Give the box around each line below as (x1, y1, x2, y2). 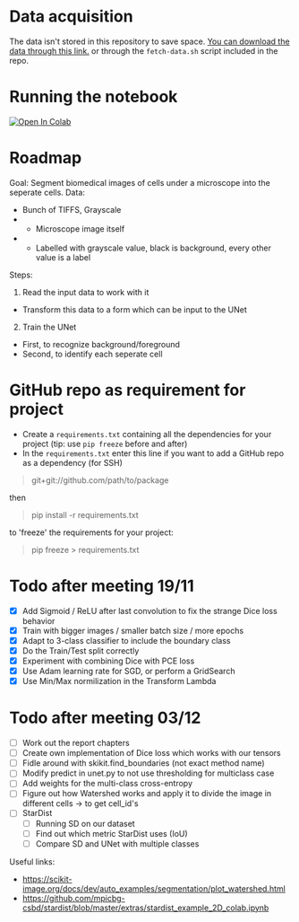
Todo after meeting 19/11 (9, 575, 194, 596)
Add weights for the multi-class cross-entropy (21, 778, 193, 789)
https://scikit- (21, 874, 73, 884)
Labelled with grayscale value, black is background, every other (35, 242, 271, 253)
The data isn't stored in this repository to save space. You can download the (9, 36, 290, 47)
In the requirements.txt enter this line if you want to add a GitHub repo (21, 447, 285, 459)
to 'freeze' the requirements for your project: (9, 527, 175, 538)
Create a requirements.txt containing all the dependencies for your (21, 428, 272, 439)
